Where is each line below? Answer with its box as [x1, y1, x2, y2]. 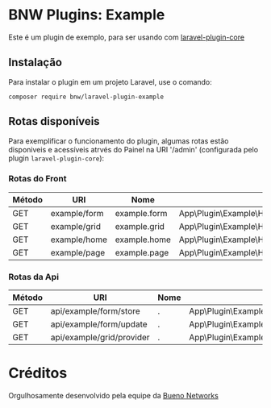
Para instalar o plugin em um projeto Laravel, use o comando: [8, 77, 212, 86]
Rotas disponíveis [8, 114, 100, 128]
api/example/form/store [50, 306, 141, 317]
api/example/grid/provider [50, 332, 151, 343]
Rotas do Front [8, 173, 67, 185]
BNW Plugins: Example [8, 6, 165, 24]
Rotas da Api [8, 271, 59, 282]
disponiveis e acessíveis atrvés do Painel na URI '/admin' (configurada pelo [8, 144, 259, 154]
